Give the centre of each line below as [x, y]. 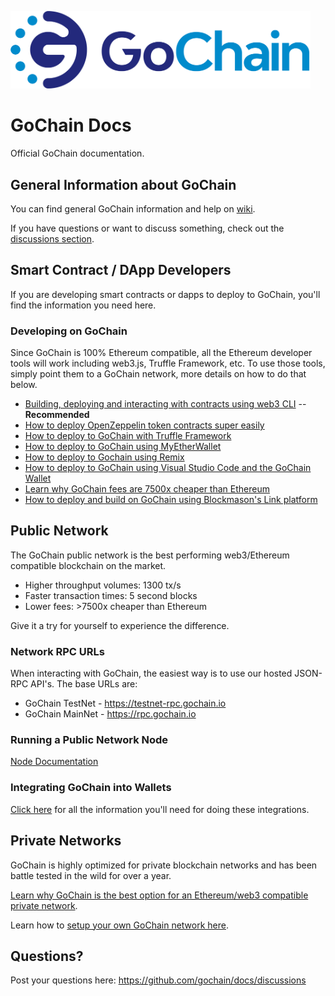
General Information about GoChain [123, 184]
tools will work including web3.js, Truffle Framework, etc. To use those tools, [168, 363]
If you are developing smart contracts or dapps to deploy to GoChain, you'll [165, 294]
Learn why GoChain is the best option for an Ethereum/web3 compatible [159, 895]
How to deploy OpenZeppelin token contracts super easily [144, 425]
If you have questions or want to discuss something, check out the [147, 228]
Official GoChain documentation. [77, 153]
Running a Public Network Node [89, 740]
